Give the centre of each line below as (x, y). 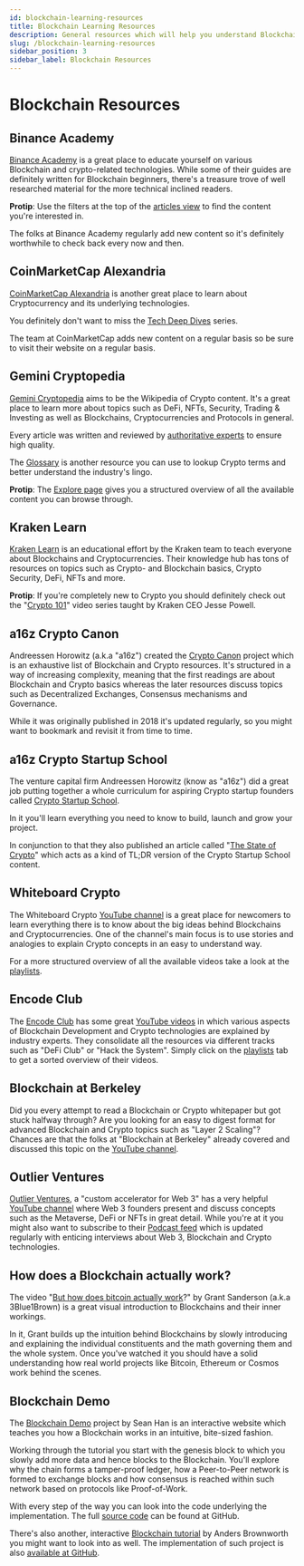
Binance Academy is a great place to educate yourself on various (131, 160)
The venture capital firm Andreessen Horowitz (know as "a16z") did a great (149, 781)
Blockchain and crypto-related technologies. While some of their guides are (150, 169)
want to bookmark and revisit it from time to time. (101, 731)
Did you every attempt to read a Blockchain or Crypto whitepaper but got (145, 1110)
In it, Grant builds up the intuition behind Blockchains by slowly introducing (148, 1334)
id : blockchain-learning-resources (76, 18)
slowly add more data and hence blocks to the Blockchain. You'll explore (144, 1459)
